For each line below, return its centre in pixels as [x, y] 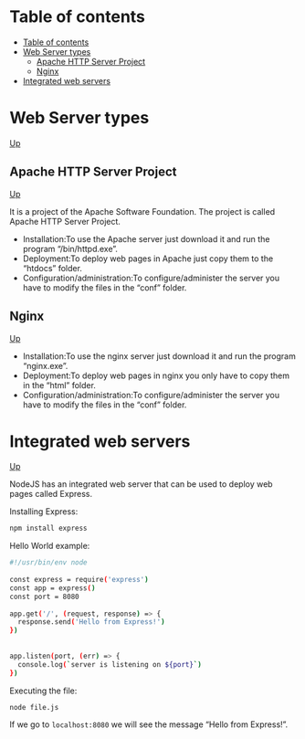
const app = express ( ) [53, 588]
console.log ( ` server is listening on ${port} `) [110, 664]
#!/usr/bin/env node [49, 563]
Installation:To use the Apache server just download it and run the [146, 238]
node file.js [34, 707]
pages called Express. [51, 494]
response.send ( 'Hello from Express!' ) [92, 622]
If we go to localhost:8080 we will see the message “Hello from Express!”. [149, 724]
